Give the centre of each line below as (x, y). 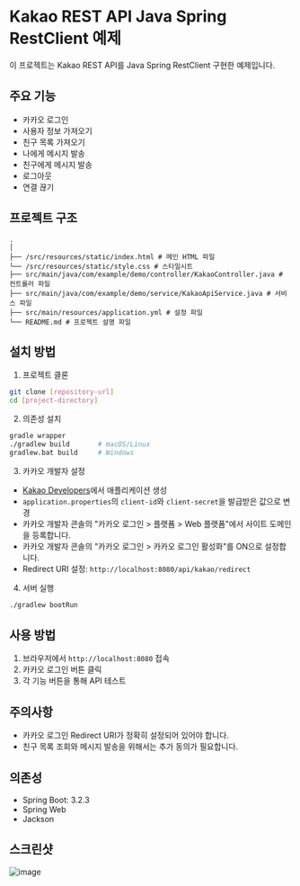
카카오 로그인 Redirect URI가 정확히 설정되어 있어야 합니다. (125, 736)
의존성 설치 (42, 419)
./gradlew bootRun (44, 604)
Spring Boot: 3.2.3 (56, 800)
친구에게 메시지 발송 (57, 165)
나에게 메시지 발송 (53, 153)
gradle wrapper (38, 436)
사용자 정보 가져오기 (57, 130)
